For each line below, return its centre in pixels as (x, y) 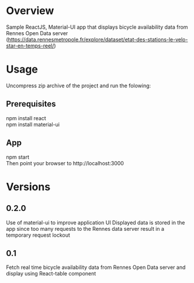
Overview (30, 11)
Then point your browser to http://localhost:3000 (65, 163)
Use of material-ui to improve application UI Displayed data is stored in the (96, 222)
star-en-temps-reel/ (30, 46)
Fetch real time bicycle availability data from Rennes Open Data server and (96, 267)
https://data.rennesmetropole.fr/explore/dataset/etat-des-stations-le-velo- (98, 39)
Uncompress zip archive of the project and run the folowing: (79, 86)
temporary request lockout (38, 235)
